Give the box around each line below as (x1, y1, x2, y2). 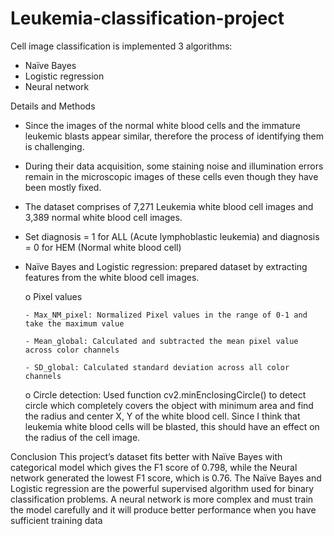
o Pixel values (24, 290, 83, 302)
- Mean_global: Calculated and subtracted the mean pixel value (24, 336, 299, 346)
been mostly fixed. (24, 181, 102, 193)
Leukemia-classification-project (10, 7, 285, 30)
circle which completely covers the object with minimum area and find (24, 399, 314, 411)
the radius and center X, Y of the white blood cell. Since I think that (24, 410, 301, 422)
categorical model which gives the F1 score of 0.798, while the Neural (10, 461, 298, 473)
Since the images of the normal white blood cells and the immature (24, 119, 301, 131)
